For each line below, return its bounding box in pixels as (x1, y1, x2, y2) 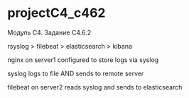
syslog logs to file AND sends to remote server (7, 69, 144, 78)
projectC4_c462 (7, 5, 106, 21)
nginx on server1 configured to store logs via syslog (7, 55, 159, 64)
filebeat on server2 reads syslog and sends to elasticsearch (7, 82, 183, 91)
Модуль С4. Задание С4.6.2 (7, 28, 91, 37)
